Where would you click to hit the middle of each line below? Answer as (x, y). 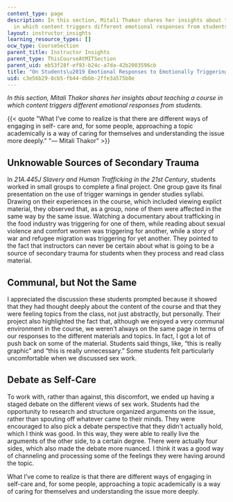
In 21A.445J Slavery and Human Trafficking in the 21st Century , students (112, 179)
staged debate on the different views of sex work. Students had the (103, 404)
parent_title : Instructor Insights (59, 53)
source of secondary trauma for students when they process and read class (116, 253)
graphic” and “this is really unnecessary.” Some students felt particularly (111, 351)
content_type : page (35, 14)
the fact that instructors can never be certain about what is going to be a (111, 246)
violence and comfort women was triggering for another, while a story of (111, 231)
